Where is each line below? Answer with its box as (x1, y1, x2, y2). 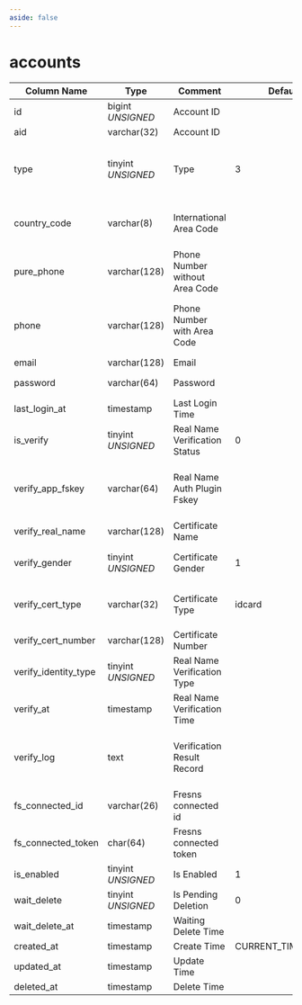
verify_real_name (13, 525, 86, 537)
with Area (173, 325, 214, 337)
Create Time (173, 939, 226, 952)
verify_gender (13, 556, 72, 569)
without (173, 271, 205, 283)
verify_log (13, 750, 56, 763)
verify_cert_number (13, 633, 96, 646)
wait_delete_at (13, 920, 75, 932)
